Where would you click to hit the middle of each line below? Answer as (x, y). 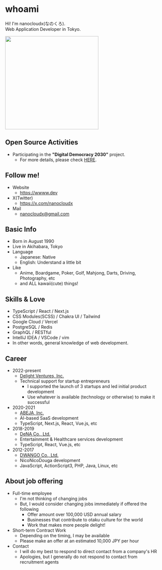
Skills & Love (25, 299)
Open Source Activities (42, 142)
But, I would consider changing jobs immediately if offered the (83, 504)
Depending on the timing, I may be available (65, 535)
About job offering (34, 481)
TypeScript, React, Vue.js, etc (50, 444)
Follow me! (22, 175)
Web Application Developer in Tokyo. (43, 29)
